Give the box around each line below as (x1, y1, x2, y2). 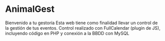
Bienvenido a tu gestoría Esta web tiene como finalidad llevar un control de (5, 20, 158, 26)
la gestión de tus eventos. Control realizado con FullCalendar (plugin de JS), (5, 25, 161, 31)
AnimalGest (5, 3, 55, 15)
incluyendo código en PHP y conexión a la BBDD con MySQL (5, 30, 130, 36)
